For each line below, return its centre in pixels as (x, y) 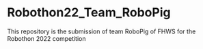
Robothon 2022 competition (47, 38)
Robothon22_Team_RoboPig (89, 13)
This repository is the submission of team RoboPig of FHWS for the (101, 31)
